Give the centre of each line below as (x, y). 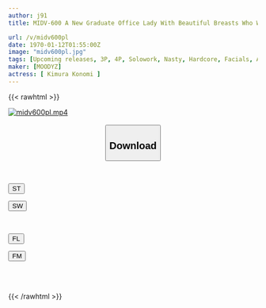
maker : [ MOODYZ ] (35, 67)
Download (133, 146)
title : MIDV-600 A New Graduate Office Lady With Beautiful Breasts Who (131, 23)
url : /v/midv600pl (38, 37)
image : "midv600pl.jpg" (47, 52)
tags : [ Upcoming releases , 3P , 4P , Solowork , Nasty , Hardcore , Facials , (131, 60)
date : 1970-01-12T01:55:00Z (55, 44)
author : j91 (28, 15)
